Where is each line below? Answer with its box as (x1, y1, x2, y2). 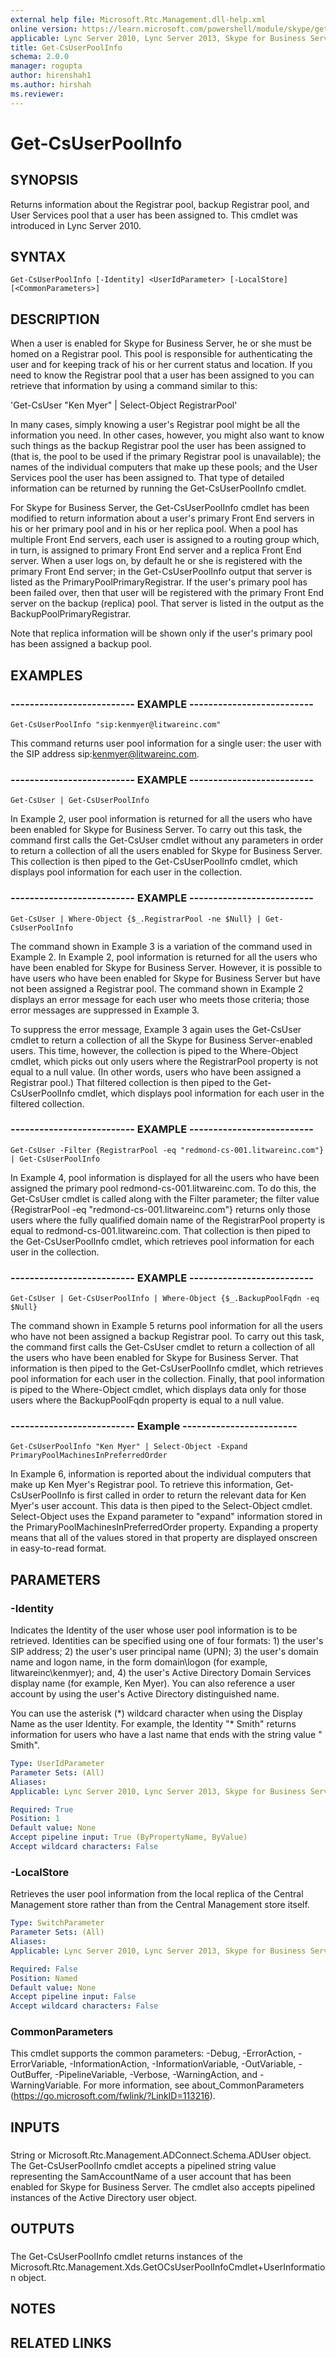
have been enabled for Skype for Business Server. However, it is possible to (10, 961, 323, 973)
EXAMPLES (10, 667, 83, 684)
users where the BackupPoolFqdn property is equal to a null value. (10, 1394, 285, 1406)
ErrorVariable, (10, 2058, 68, 2070)
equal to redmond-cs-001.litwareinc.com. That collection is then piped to (10, 1224, 311, 1236)
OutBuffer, (10, 2069, 53, 2081)
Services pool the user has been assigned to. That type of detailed (10, 472, 285, 484)
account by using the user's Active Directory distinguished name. (10, 1688, 280, 1700)
